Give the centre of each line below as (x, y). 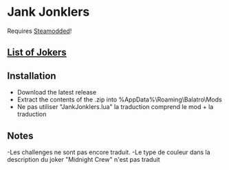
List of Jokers (37, 52)
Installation (32, 76)
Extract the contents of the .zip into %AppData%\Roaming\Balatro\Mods (119, 99)
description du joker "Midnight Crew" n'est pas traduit (84, 159)
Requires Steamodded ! (40, 31)
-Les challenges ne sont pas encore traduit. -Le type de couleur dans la (109, 152)
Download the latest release (57, 93)
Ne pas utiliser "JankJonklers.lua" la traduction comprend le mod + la (115, 107)
